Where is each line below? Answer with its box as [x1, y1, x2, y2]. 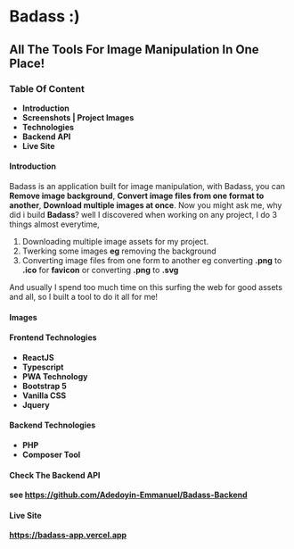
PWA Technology [21, 370, 88, 381]
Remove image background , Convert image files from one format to [9, 190, 265, 202]
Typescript [21, 362, 64, 372]
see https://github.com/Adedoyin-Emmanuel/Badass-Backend [9, 489, 248, 501]
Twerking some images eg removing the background [21, 245, 216, 256]
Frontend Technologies [9, 332, 97, 343]
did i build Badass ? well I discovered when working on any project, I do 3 [9, 210, 278, 220]
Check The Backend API [9, 470, 101, 480]
